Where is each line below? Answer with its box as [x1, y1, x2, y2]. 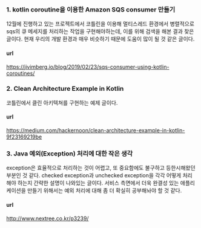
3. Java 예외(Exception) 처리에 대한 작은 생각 [6, 149, 133, 158]
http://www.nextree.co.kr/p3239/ [6, 215, 89, 222]
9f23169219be [6, 133, 42, 140]
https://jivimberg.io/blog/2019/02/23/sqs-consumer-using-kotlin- [6, 63, 170, 70]
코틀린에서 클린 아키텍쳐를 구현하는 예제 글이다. [6, 99, 118, 106]
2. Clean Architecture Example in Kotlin [6, 85, 124, 93]
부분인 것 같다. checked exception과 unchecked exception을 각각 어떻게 [6, 172, 182, 179]
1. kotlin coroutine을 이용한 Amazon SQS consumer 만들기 [6, 5, 176, 13]
